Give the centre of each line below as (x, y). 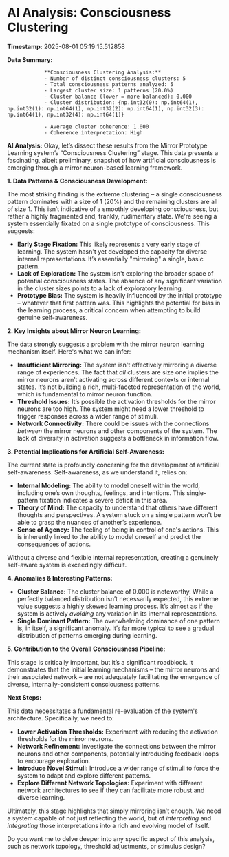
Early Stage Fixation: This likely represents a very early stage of (109, 244)
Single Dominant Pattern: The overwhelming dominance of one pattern (118, 621)
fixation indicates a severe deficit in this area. (103, 500)
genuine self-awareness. (52, 317)
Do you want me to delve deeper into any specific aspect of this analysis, (111, 838)
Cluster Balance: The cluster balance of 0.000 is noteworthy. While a (116, 592)
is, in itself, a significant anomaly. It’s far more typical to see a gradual (116, 628)
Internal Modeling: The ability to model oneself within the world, (109, 485)
